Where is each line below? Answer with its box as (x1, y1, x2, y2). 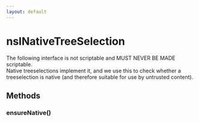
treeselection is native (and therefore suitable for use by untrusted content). (6, 73, 194, 81)
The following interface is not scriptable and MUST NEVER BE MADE (6, 54, 176, 62)
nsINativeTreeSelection (6, 34, 125, 48)
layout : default (6, 8, 47, 15)
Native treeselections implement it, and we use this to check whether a (6, 67, 182, 74)
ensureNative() (6, 108, 52, 117)
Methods (6, 90, 41, 100)
